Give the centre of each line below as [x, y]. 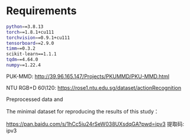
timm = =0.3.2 [21, 48]
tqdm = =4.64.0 [22, 60]
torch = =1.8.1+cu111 [30, 32]
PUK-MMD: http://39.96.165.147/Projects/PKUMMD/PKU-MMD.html [88, 76]
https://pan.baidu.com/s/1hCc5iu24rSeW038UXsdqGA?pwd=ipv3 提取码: [95, 124]
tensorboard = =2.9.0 [30, 43]
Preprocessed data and [35, 99]
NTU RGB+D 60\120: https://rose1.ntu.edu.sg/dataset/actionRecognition [94, 87]
